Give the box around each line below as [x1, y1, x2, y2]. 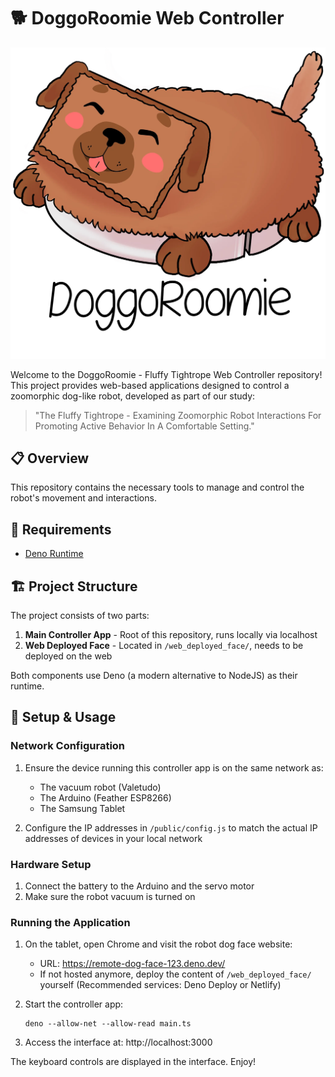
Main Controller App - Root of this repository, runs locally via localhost [24, 628, 318, 640]
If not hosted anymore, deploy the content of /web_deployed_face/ [39, 968, 312, 980]
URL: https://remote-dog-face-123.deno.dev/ [39, 958, 226, 970]
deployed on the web [24, 650, 113, 662]
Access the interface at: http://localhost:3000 [24, 1036, 213, 1049]
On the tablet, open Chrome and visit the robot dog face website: [24, 938, 293, 950]
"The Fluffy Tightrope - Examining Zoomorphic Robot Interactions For [34, 409, 322, 421]
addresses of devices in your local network [24, 832, 203, 844]
